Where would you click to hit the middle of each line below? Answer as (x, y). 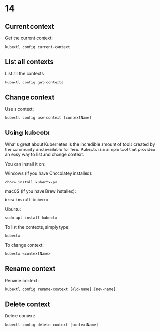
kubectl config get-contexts (34, 82)
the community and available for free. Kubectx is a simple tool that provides (80, 149)
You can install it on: (25, 164)
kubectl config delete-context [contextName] (51, 325)
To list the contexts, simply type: (37, 227)
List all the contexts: (25, 73)
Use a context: (20, 109)
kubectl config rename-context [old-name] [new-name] (60, 289)
